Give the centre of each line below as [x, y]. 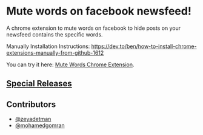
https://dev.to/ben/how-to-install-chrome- [144, 46]
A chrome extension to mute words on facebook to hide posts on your [94, 28]
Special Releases [39, 84]
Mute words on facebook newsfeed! [99, 11]
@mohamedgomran [40, 125]
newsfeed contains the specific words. [55, 34]
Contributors [31, 104]
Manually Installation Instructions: [48, 46]
